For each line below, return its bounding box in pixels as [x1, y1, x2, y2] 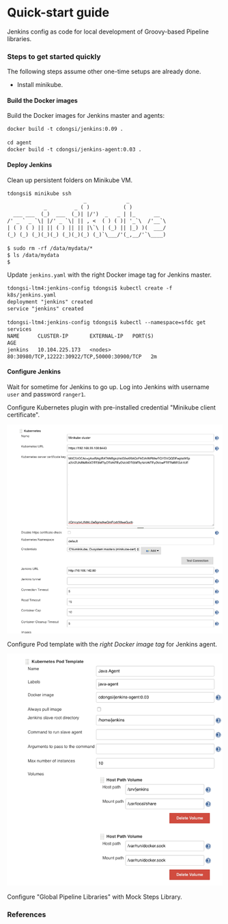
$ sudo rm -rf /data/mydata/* [7, 245, 94, 251]
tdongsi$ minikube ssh [7, 190, 72, 197]
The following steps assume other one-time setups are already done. [7, 67, 201, 76]
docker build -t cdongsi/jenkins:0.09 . [7, 125, 124, 133]
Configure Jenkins [7, 368, 61, 376]
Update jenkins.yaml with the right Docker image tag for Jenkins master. [7, 271, 212, 279]
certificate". [7, 410, 40, 419]
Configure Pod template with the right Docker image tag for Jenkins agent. [7, 640, 217, 648]
